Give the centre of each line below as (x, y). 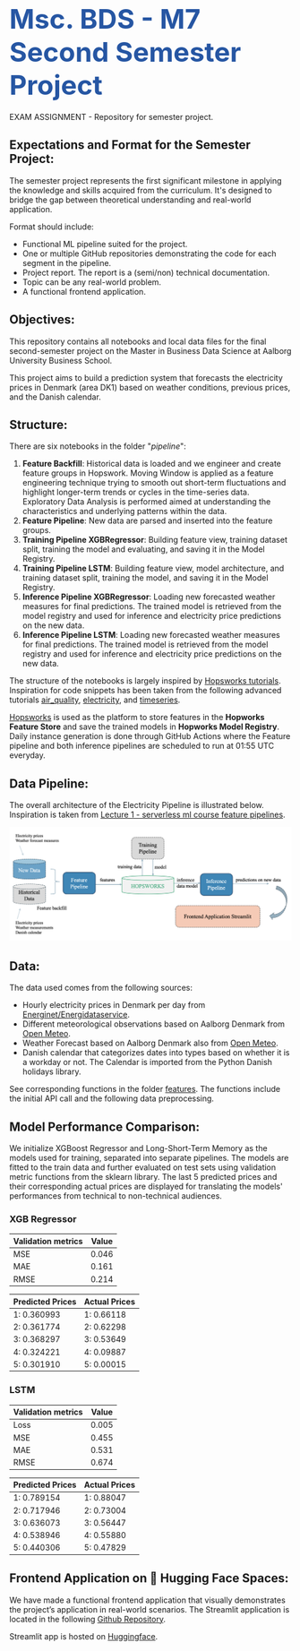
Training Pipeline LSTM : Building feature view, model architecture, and (153, 568)
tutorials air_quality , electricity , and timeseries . (95, 700)
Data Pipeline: (49, 783)
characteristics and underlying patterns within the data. (124, 512)
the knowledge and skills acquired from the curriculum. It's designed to (141, 190)
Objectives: (42, 320)
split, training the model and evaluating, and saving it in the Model (144, 549)
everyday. (28, 755)
